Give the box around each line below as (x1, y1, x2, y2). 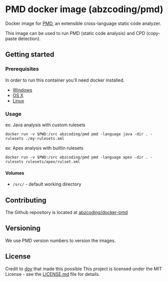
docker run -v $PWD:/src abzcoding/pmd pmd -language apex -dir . (5, 155, 148, 160)
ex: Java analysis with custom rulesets (5, 122, 86, 128)
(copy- (146, 30, 160, 36)
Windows (12, 87, 32, 93)
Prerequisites (5, 65, 39, 73)
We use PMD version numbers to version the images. (5, 237, 116, 243)
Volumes (5, 170, 24, 176)
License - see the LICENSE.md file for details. (5, 271, 100, 277)
